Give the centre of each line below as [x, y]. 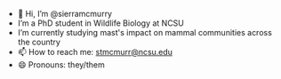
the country [39, 42]
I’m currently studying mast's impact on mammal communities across [145, 32]
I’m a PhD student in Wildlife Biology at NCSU [101, 23]
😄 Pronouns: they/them [61, 65]
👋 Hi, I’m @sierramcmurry [65, 14]
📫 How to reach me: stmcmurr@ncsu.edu [95, 52]
